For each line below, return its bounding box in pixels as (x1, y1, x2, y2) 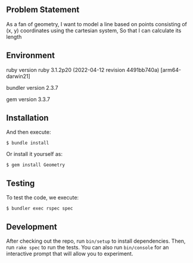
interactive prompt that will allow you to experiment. (6, 250, 133, 258)
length (6, 33, 22, 40)
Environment (6, 51, 55, 61)
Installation (6, 113, 49, 123)
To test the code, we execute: (6, 194, 79, 201)
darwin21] (6, 73, 31, 80)
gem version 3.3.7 (6, 95, 51, 103)
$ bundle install (6, 140, 49, 146)
